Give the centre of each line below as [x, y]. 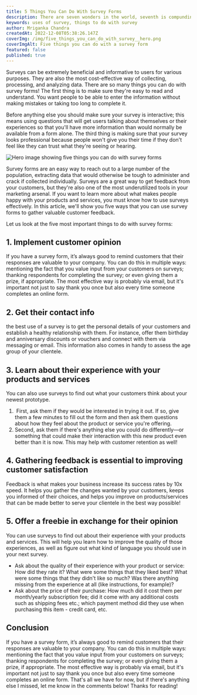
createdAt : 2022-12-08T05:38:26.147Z [52, 34]
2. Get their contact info [50, 312]
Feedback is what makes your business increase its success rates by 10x [94, 484]
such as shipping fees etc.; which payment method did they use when [99, 603]
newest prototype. [28, 400]
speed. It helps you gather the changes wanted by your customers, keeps [95, 490]
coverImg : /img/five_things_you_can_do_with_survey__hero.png [84, 39]
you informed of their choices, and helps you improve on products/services [97, 496]
